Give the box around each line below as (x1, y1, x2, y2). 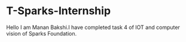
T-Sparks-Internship (6, 4, 111, 18)
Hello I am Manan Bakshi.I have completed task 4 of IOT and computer (6, 24, 181, 31)
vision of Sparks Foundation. (6, 30, 77, 37)
